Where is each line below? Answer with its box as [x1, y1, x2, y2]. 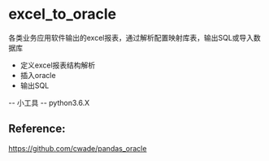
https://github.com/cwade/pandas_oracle [8, 143, 147, 153]
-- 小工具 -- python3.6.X [8, 98, 90, 107]
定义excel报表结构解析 [20, 60, 96, 70]
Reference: [8, 122, 66, 136]
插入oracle [20, 70, 56, 80]
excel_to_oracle [8, 5, 117, 24]
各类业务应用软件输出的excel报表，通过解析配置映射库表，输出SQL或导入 [8, 33, 254, 42]
